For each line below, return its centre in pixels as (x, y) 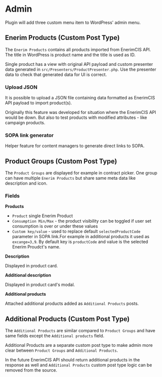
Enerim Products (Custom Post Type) (63, 38)
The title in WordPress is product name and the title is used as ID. (70, 55)
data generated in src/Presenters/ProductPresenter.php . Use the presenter (81, 69)
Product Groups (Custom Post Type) (61, 161)
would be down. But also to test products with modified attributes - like (76, 117)
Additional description (28, 275)
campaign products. (25, 123)
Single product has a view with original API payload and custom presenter (79, 64)
